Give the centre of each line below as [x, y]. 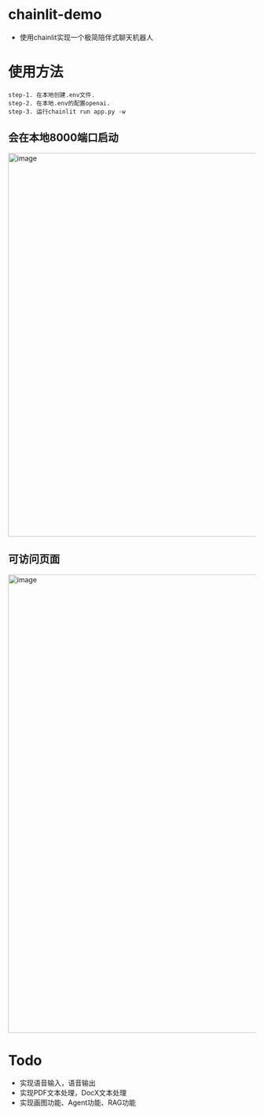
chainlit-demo [55, 15]
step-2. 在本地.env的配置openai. [59, 103]
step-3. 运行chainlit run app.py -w [67, 112]
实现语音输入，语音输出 [57, 1083]
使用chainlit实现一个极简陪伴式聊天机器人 [86, 37]
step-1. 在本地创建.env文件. [52, 95]
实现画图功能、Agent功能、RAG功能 [77, 1102]
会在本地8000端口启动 [64, 138]
